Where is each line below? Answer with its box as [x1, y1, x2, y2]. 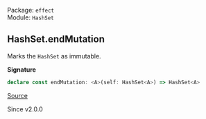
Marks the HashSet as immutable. [7, 51, 102, 60]
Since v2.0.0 [7, 104, 43, 113]
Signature [7, 65, 37, 74]
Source [7, 91, 28, 100]
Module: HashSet [7, 13, 54, 22]
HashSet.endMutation [7, 33, 105, 45]
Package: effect [7, 6, 55, 14]
